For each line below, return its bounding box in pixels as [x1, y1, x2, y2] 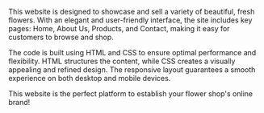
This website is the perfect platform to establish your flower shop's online [8, 89, 253, 99]
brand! [8, 98, 31, 107]
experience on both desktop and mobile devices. [8, 74, 171, 83]
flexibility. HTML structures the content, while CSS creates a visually [8, 56, 236, 66]
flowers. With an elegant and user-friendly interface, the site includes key [8, 15, 253, 25]
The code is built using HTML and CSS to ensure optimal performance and [8, 48, 257, 57]
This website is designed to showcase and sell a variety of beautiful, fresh [8, 7, 255, 16]
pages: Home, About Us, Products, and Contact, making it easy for [8, 24, 230, 33]
